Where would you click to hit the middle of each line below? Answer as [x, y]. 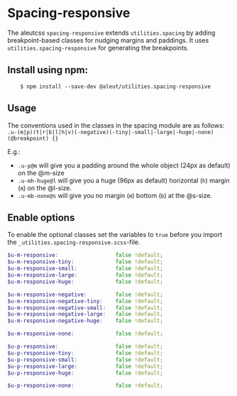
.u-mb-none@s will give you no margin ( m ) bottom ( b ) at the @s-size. [115, 195]
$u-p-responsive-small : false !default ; [85, 360]
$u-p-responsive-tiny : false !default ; [85, 353]
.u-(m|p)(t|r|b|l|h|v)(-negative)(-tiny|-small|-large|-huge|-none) [111, 132]
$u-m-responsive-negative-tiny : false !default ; [85, 301]
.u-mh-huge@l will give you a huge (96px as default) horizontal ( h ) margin [123, 180]
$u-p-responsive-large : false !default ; [85, 366]
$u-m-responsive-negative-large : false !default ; [85, 314]
